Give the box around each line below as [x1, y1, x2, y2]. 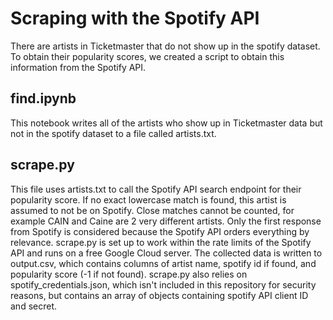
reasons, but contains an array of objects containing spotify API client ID [10, 289, 309, 301]
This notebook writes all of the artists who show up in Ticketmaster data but [10, 117, 323, 129]
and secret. [10, 300, 58, 312]
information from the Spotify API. [10, 61, 147, 73]
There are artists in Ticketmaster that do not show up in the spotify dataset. [10, 40, 321, 52]
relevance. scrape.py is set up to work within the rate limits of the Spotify [10, 236, 312, 248]
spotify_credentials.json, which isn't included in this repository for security [10, 278, 317, 291]
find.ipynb [10, 90, 77, 107]
